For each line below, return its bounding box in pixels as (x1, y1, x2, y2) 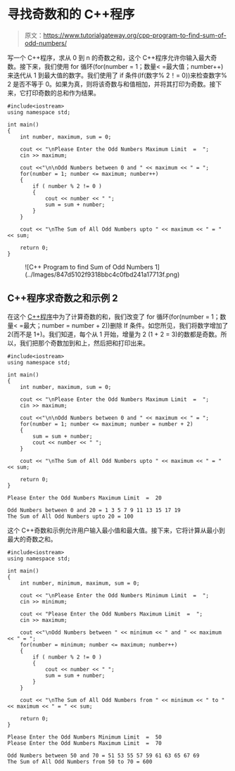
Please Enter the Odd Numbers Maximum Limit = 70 (7, 739, 162, 746)
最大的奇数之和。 (7, 535, 57, 543)
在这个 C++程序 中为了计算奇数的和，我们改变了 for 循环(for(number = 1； (7, 312, 220, 321)
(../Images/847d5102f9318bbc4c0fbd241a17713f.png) (25, 270, 180, 279)
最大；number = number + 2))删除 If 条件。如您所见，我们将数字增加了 (23, 321, 229, 329)
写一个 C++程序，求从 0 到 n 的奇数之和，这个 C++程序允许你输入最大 (7, 53, 211, 62)
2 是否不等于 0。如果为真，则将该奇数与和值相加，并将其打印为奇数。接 (7, 79, 216, 88)
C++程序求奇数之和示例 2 (7, 293, 118, 305)
